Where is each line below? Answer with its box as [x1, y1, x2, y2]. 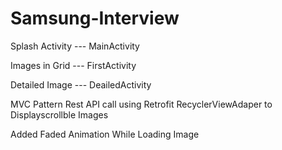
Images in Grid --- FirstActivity [10, 59, 137, 71]
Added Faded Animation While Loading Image [10, 128, 200, 140]
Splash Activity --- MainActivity [10, 40, 140, 52]
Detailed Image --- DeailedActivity [10, 78, 152, 91]
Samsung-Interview [10, 7, 180, 30]
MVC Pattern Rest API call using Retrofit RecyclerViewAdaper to [10, 98, 273, 110]
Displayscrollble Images [10, 108, 109, 121]
